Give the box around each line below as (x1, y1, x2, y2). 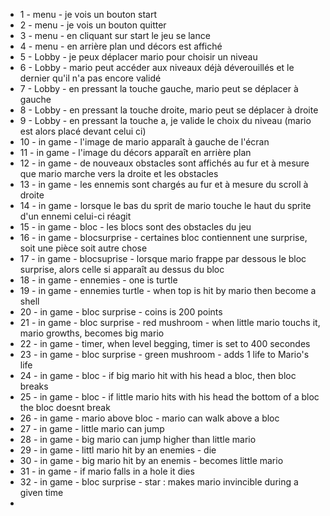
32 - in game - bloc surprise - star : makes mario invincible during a (19, 476, 299, 488)
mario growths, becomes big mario (19, 327, 165, 339)
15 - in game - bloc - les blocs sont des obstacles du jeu (19, 221, 252, 233)
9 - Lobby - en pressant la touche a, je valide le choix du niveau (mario (19, 115, 312, 126)
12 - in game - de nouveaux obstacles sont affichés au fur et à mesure (19, 157, 310, 169)
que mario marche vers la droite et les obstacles (19, 168, 219, 179)
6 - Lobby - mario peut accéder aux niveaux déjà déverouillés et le (19, 62, 295, 73)
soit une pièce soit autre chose (19, 242, 148, 254)
